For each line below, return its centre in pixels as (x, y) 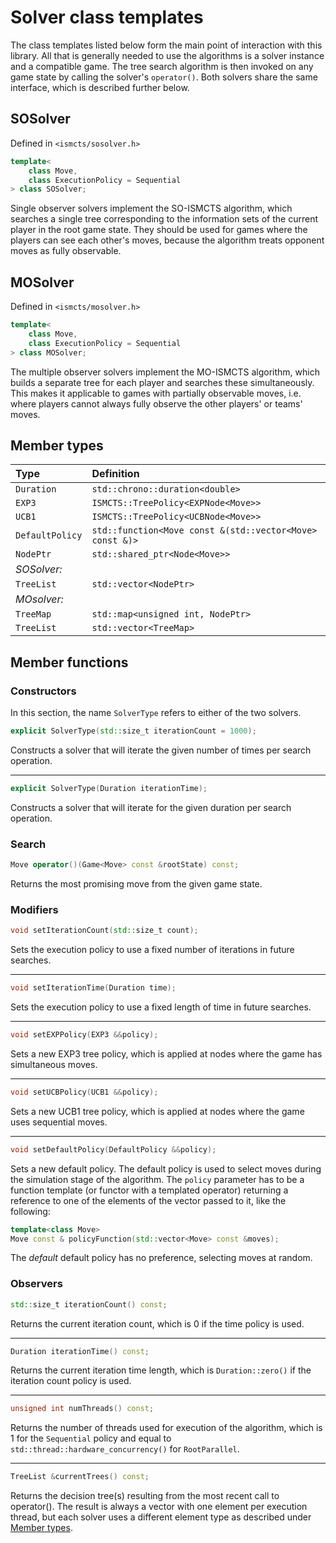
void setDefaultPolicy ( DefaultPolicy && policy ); (113, 1149)
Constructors (43, 691)
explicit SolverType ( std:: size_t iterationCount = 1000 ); (133, 731)
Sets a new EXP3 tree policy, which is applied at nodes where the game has (166, 1053)
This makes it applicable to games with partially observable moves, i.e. (156, 393)
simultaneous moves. (54, 1064)
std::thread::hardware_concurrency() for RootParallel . (125, 1449)
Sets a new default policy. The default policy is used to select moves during (166, 1168)
